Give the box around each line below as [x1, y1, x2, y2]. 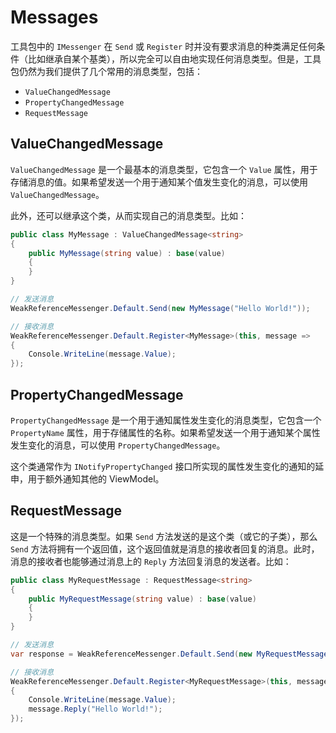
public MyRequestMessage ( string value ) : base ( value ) [28, 594, 257, 604]
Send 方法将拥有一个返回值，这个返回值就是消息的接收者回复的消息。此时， [10, 542, 320, 555]
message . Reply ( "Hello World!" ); [28, 704, 163, 715]
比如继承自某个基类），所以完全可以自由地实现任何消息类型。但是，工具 [27, 52, 322, 65]
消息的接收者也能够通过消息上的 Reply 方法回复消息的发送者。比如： [10, 555, 292, 567]
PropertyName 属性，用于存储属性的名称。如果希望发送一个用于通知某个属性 [10, 426, 321, 438]
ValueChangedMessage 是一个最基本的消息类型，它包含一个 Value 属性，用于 [10, 163, 318, 175]
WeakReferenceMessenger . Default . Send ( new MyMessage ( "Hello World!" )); [10, 303, 311, 313]
